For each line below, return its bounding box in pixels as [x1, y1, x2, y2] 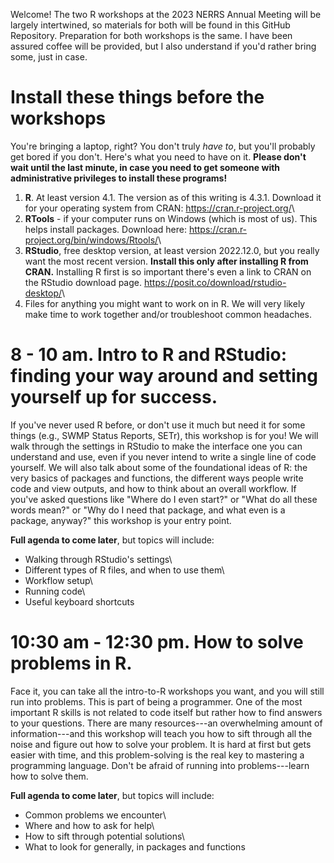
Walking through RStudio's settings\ [24, 553, 173, 565]
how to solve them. [10, 770, 89, 782]
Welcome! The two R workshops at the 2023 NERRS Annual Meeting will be [10, 9, 322, 20]
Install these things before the [10, 86, 265, 109]
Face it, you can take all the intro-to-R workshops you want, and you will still [10, 685, 325, 697]
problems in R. [10, 652, 133, 675]
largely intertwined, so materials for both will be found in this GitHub [10, 19, 291, 31]
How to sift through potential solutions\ [24, 830, 185, 842]
